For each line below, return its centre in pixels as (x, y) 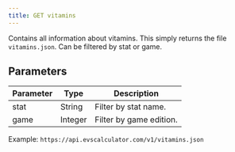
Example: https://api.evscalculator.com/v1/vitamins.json (106, 139)
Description (136, 93)
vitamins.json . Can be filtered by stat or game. (85, 46)
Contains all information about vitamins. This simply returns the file (118, 38)
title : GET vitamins (42, 15)
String (71, 107)
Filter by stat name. (131, 107)
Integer (73, 120)
